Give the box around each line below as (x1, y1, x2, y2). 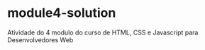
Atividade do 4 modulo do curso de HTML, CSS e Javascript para (7, 28, 199, 37)
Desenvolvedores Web (7, 35, 74, 44)
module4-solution (7, 5, 116, 21)
